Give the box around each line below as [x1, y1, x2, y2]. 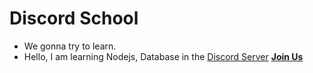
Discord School [9, 7, 139, 30]
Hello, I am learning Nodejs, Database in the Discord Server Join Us [23, 50, 304, 62]
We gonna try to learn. [23, 40, 117, 52]
